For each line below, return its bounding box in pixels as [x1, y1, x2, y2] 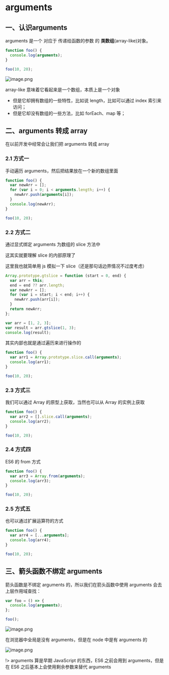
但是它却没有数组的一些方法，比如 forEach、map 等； [12, 110, 126, 116]
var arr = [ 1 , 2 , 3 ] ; [5, 320, 51, 326]
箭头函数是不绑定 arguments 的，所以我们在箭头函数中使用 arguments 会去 [5, 581, 162, 588]
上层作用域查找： [5, 588, 41, 594]
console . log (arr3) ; [10, 478, 51, 483]
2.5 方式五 [5, 505, 31, 512]
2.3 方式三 [5, 387, 31, 394]
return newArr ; [10, 306, 42, 312]
